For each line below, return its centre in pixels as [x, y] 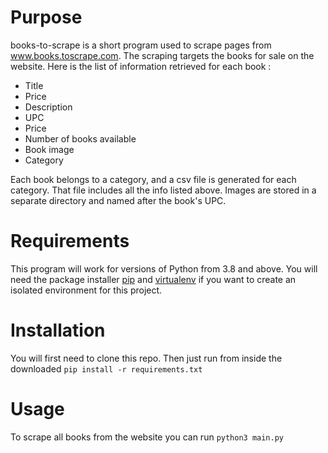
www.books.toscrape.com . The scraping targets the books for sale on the [162, 55]
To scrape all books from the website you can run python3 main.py [147, 437]
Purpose [46, 17]
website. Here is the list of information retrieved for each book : [141, 66]
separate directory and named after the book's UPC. [118, 200]
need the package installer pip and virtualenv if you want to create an [153, 279]
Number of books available [80, 138]
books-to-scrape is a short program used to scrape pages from [141, 45]
